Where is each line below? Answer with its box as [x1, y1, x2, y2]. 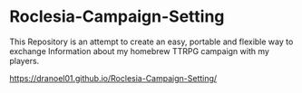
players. [9, 55, 40, 66]
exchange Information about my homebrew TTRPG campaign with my [9, 45, 270, 56]
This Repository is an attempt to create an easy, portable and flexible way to [9, 36, 294, 47]
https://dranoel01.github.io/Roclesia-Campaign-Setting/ [9, 72, 218, 83]
